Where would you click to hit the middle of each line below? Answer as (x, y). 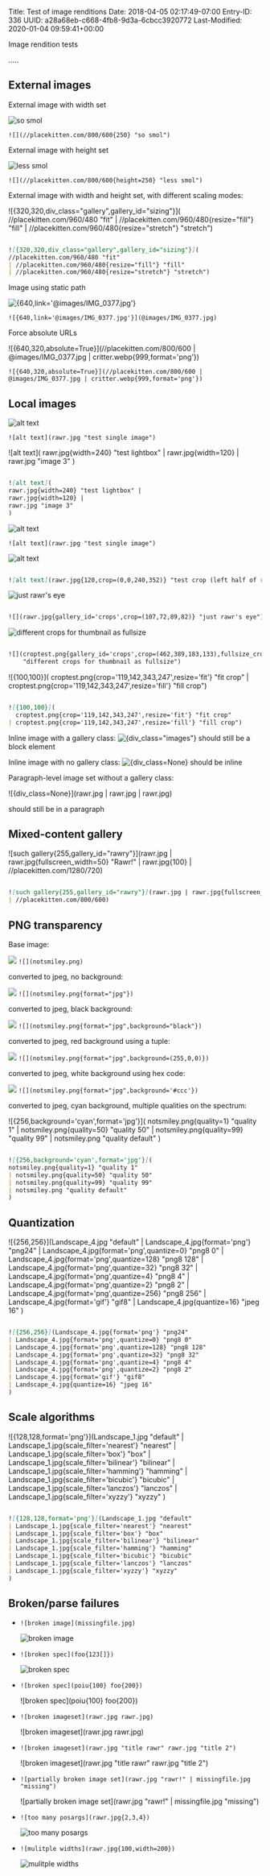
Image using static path (47, 288)
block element (32, 746)
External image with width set (57, 105)
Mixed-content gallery (65, 834)
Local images (42, 403)
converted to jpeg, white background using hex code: (97, 1073)
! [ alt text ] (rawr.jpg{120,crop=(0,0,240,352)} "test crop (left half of (133, 580)
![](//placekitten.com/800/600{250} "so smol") (90, 135)
